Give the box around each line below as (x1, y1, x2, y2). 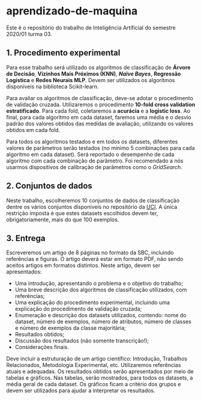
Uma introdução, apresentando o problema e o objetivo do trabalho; (14, 280, 184, 287)
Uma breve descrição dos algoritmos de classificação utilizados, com (14, 286, 187, 293)
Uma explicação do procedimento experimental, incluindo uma (14, 299, 170, 306)
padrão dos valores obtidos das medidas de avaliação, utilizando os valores (6, 120, 194, 127)
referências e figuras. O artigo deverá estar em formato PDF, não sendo (6, 255, 184, 263)
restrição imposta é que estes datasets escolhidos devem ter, (6, 209, 158, 216)
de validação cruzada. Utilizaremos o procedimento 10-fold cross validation (6, 101, 196, 108)
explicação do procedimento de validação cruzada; (14, 305, 142, 312)
